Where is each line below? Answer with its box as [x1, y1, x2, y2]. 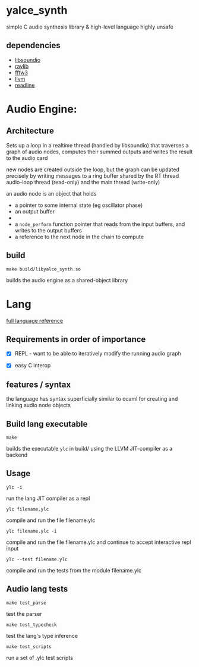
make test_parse [6, 600, 46, 606]
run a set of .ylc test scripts [6, 654, 73, 661]
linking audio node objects [6, 402, 71, 409]
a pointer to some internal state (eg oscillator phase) [14, 202, 143, 209]
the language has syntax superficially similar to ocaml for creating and [6, 395, 178, 402]
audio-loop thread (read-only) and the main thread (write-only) [6, 178, 160, 185]
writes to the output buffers [14, 226, 82, 234]
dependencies [6, 40, 61, 51]
